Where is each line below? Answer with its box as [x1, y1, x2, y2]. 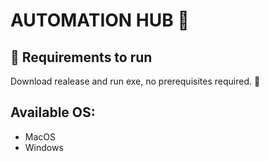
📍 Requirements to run [10, 49, 153, 66]
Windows [24, 141, 64, 153]
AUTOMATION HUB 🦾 [10, 9, 190, 32]
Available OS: [10, 104, 96, 121]
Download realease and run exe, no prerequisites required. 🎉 [10, 75, 261, 87]
